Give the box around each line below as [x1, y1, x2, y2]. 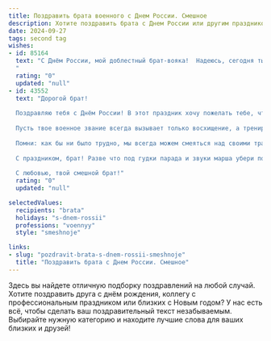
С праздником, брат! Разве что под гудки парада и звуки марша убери [15, 154, 254, 162]
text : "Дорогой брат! [15, 94, 89, 102]
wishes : [8, 42, 35, 50]
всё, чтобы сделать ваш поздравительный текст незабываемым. [8, 306, 232, 315]
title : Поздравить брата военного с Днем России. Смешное [8, 11, 207, 20]
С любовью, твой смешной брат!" [15, 169, 125, 177]
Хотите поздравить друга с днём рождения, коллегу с [8, 289, 196, 298]
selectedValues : [8, 198, 63, 206]
